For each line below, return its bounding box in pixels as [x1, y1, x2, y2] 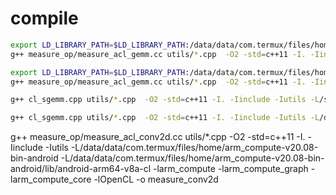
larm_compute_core [10, 173, 92, 186]
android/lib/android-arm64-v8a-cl [10, 163, 152, 175]
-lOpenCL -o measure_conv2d [93, 173, 219, 186]
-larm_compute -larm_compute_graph [153, 163, 309, 175]
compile [10, 7, 79, 30]
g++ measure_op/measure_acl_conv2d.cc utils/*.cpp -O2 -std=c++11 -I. [10, 131, 306, 143]
